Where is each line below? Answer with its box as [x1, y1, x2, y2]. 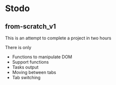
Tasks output [12, 64, 39, 70]
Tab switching [12, 75, 41, 80]
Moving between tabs [12, 69, 56, 75]
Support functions [12, 59, 49, 65]
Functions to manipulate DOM [12, 54, 72, 60]
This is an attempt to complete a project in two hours [5, 35, 112, 41]
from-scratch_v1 [5, 22, 56, 31]
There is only [5, 45, 32, 50]
